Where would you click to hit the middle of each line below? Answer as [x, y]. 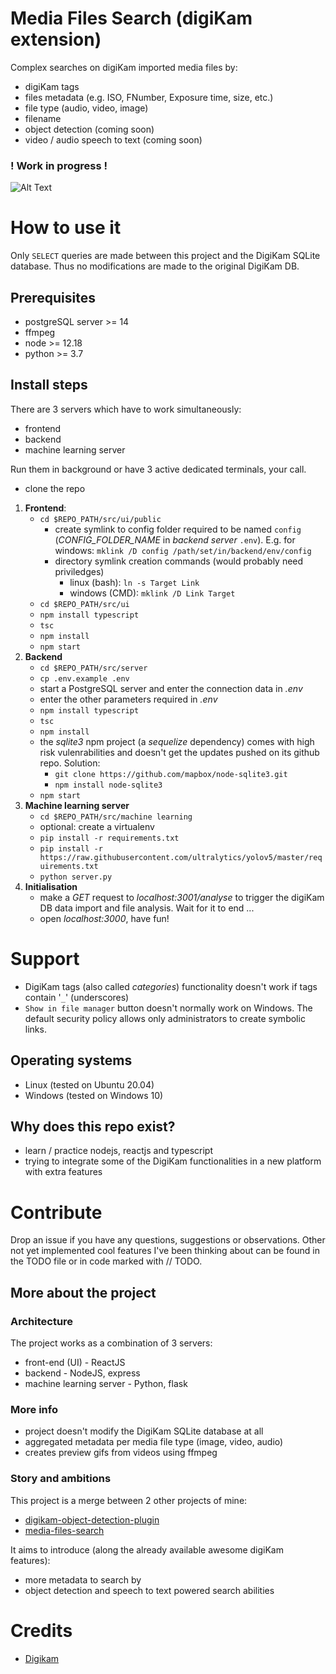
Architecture [42, 1321]
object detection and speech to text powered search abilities [149, 1590]
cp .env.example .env [84, 678]
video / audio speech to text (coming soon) [113, 139]
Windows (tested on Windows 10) [94, 1095]
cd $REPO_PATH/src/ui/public [100, 519]
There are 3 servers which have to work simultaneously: [126, 409]
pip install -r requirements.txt [109, 838]
